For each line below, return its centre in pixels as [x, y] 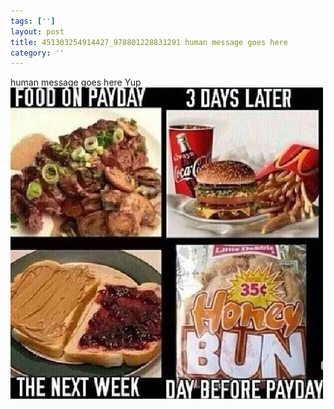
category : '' [37, 53]
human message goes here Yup [76, 82]
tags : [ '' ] [33, 21]
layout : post [37, 31]
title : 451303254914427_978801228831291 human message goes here [149, 42]
